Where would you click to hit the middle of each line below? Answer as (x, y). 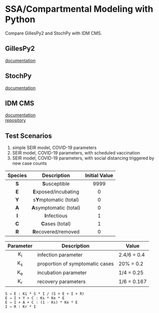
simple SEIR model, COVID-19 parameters (54, 148)
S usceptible (56, 184)
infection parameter (60, 254)
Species (17, 176)
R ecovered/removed (56, 232)
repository (15, 120)
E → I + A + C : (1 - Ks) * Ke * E (41, 302)
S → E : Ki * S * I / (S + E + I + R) (45, 294)
